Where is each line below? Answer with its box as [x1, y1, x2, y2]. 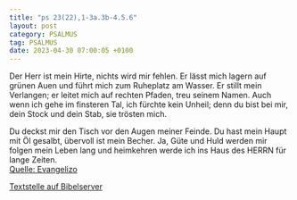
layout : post [9, 21, 58, 30]
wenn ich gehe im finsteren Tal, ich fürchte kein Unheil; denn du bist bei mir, [9, 99, 288, 110]
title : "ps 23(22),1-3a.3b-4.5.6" [9, 12, 138, 22]
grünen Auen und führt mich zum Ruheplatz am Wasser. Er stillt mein [9, 80, 262, 91]
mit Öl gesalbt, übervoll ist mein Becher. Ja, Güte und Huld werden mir [9, 136, 268, 146]
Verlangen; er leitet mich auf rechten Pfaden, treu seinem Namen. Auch [9, 90, 272, 101]
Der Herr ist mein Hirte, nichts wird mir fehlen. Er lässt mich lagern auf [9, 71, 267, 81]
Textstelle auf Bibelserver [9, 181, 103, 192]
